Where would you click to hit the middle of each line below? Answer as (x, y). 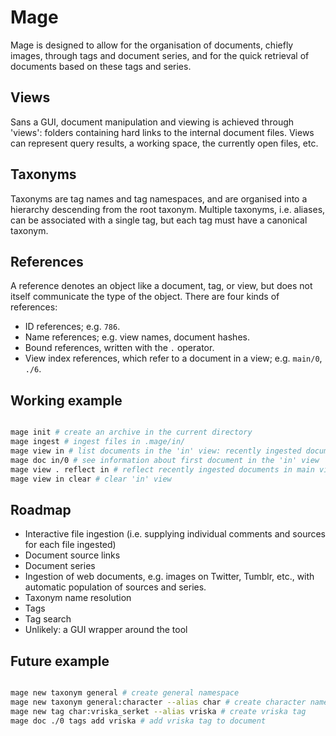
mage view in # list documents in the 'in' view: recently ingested (156, 451)
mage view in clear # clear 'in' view (91, 479)
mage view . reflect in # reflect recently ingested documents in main (162, 469)
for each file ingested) (70, 545)
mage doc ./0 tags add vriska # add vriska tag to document (138, 721)
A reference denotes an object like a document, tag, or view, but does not (161, 286)
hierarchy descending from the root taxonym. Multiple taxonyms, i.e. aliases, (168, 209)
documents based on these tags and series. (101, 66)
